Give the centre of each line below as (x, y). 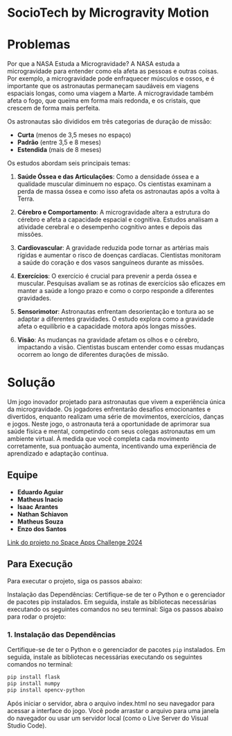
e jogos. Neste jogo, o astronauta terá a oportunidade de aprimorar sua (109, 424)
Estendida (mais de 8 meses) (59, 150)
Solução (31, 383)
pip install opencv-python (46, 690)
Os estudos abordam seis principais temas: (69, 163)
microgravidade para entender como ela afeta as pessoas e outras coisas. (113, 72)
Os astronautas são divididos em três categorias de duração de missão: (110, 122)
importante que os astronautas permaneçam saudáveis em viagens (103, 86)
